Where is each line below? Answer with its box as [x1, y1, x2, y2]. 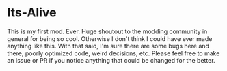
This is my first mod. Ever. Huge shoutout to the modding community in [7, 27, 208, 35]
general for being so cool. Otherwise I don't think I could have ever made [7, 34, 213, 42]
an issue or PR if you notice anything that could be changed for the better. [7, 56, 215, 64]
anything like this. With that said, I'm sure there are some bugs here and [7, 42, 210, 50]
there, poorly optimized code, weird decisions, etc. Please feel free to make [7, 49, 220, 57]
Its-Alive [7, 5, 57, 20]
